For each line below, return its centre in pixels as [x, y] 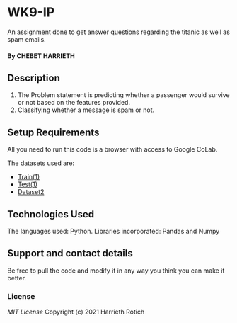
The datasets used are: [41, 163]
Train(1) [29, 177]
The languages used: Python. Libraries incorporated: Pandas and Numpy [114, 231]
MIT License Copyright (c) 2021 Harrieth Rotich [76, 312]
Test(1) [27, 184]
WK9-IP [31, 12]
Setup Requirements [53, 132]
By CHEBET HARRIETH [41, 56]
